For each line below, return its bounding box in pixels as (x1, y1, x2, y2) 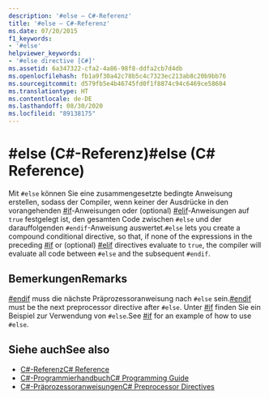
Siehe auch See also (8, 343, 110, 357)
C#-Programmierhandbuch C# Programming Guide (19, 373, 189, 383)
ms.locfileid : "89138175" (8, 110, 96, 118)
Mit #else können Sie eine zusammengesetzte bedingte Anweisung (8, 188, 233, 198)
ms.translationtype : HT (8, 87, 89, 96)
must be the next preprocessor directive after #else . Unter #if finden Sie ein (8, 302, 261, 312)
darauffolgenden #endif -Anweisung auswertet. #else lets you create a (8, 223, 241, 232)
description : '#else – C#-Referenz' (8, 11, 132, 20)
